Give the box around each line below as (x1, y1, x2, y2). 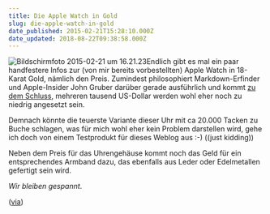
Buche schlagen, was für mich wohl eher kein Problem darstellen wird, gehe (8, 124, 263, 134)
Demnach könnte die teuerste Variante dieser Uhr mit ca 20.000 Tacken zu (8, 115, 258, 126)
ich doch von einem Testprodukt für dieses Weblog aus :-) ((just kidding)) (8, 133, 254, 143)
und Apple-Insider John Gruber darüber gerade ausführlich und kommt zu (8, 83, 256, 92)
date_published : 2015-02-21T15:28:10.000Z (8, 27, 154, 35)
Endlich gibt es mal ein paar (146, 57, 239, 66)
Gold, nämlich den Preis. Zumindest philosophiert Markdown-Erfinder (28, 74, 260, 83)
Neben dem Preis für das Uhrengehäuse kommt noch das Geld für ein (8, 148, 242, 158)
